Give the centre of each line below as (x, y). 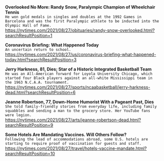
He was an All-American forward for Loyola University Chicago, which (79, 74)
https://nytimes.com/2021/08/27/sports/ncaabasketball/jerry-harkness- (78, 87)
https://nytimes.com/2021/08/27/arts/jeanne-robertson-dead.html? (73, 120)
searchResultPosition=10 (30, 153)
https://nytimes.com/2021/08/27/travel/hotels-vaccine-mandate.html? (76, 148)
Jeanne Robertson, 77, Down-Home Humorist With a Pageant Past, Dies (80, 102)
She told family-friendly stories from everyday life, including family (81, 107)
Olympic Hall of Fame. (28, 25)
